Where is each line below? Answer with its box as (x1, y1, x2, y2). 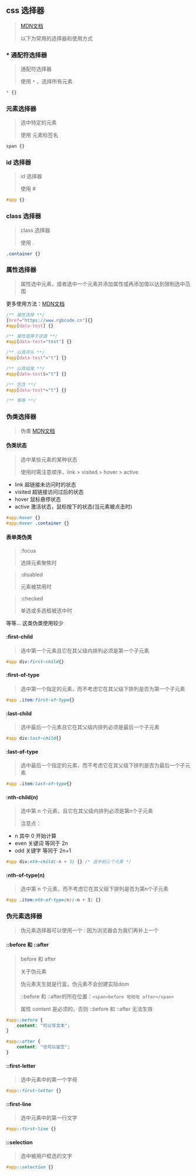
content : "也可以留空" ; (16, 1044, 70, 1050)
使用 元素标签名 (20, 132, 59, 139)
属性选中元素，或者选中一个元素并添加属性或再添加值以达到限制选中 (20, 280, 185, 287)
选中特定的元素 (20, 119, 57, 126)
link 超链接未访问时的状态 (14, 481, 76, 488)
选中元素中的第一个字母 (20, 1076, 77, 1083)
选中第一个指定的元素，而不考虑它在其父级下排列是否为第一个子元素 (20, 686, 185, 693)
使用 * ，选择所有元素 (20, 78, 73, 85)
